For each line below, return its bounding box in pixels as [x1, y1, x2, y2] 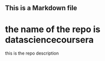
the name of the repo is [5, 24, 101, 35]
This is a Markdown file [5, 4, 77, 12]
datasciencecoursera [5, 34, 94, 45]
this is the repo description [5, 50, 59, 56]
